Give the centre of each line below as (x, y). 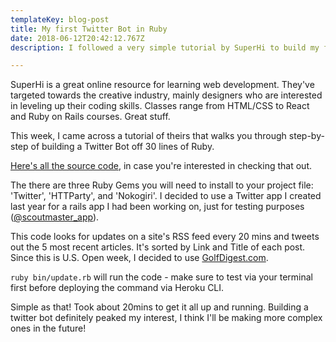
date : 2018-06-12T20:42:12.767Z (77, 38)
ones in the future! (48, 328)
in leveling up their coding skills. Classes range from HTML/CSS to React (160, 106)
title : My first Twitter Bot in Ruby (89, 29)
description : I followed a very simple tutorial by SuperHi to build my (165, 47)
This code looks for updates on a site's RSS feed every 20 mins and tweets (165, 237)
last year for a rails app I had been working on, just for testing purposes (157, 207)
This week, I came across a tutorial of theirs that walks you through (148, 136)
